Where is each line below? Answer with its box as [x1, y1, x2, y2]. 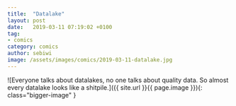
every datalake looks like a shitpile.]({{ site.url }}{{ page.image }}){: [7, 83, 203, 92]
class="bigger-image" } [7, 90, 77, 99]
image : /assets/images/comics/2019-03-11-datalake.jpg [7, 57, 173, 64]
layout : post [7, 17, 46, 24]
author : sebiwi [7, 50, 52, 57]
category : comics [7, 43, 59, 50]
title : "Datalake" [7, 10, 65, 18]
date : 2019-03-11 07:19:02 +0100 [7, 23, 113, 30]
